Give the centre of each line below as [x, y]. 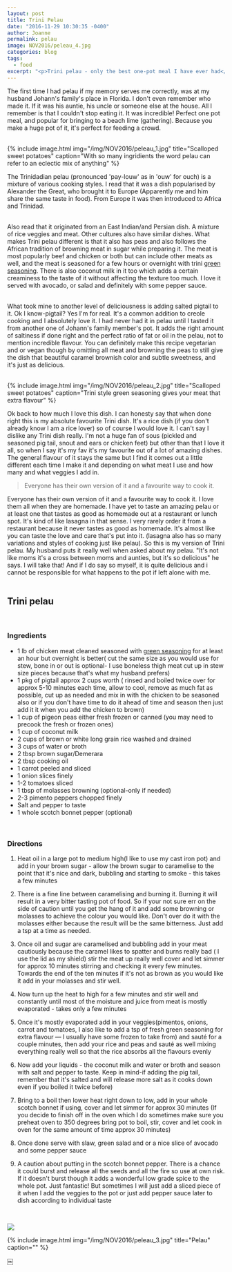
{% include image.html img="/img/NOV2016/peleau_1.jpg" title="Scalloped [113, 148]
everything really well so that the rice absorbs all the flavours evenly [114, 1051]
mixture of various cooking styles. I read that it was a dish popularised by [111, 184]
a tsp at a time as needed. [54, 930]
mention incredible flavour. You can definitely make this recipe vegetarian [112, 343]
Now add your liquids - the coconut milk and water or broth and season [119, 1065]
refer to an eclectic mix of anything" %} [63, 163]
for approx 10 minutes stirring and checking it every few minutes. [109, 966]
